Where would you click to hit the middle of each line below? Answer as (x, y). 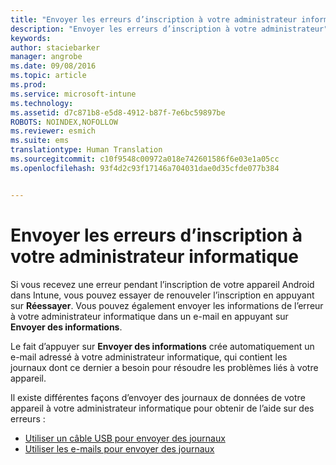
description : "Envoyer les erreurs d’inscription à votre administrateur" (169, 29)
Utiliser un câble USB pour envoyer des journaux (125, 438)
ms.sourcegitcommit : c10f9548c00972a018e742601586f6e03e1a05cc (145, 159)
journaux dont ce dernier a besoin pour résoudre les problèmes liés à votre (164, 367)
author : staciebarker (55, 47)
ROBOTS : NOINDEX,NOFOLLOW (64, 122)
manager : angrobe (46, 57)
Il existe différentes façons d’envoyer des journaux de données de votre (158, 397)
